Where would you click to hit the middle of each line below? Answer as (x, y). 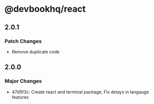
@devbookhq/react (45, 9)
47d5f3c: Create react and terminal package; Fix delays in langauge (80, 92)
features (20, 97)
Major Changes (23, 81)
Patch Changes (23, 41)
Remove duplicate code (36, 52)
